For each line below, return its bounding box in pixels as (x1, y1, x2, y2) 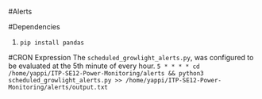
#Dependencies (8, 22, 61, 31)
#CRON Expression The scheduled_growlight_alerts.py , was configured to (8, 53, 254, 62)
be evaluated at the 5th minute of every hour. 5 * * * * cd (8, 61, 200, 70)
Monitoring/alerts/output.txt (8, 83, 109, 91)
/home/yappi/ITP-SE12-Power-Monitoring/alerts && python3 (8, 70, 204, 78)
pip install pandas (19, 39, 85, 47)
